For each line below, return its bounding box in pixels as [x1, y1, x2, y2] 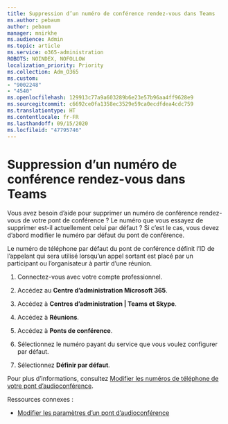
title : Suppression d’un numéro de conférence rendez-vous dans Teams [7, 10, 216, 17]
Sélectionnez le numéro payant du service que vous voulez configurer [17, 340, 218, 348]
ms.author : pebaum [7, 17, 60, 24]
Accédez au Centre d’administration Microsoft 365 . [17, 286, 168, 295]
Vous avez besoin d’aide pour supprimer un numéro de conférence [7, 209, 198, 218]
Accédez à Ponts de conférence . [17, 327, 113, 335]
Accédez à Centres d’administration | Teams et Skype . [17, 300, 177, 308]
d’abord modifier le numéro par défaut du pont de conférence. [7, 231, 185, 240]
